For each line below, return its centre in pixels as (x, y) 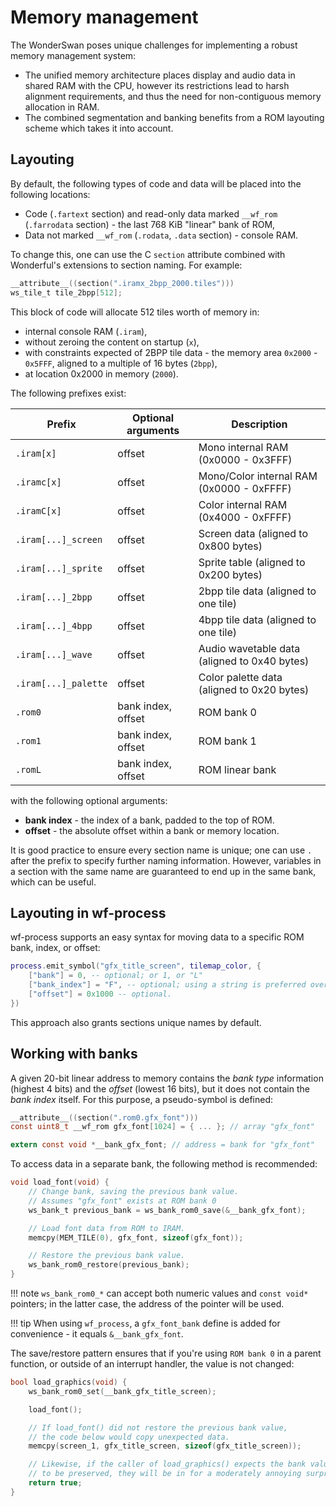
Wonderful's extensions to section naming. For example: (126, 265)
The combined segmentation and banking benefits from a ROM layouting (174, 117)
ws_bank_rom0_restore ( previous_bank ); (109, 1265)
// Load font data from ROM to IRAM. (107, 1228)
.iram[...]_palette (61, 683)
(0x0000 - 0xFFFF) (245, 488)
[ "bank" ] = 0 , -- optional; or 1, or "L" (115, 976)
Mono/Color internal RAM (258, 476)
